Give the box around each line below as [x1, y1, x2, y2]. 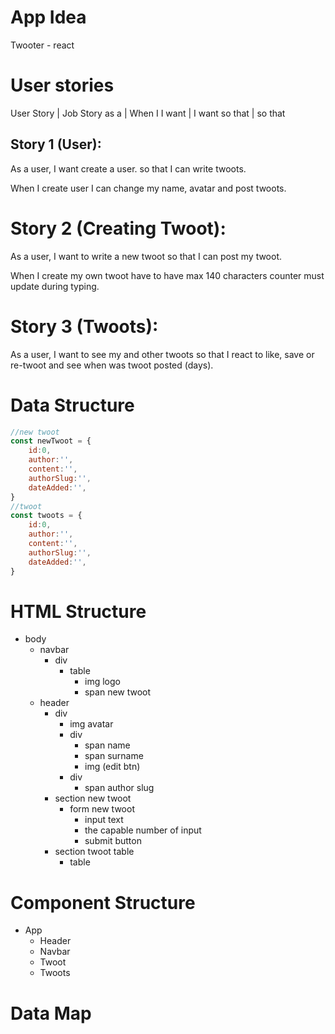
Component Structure [10, 891, 196, 914]
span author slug [84, 782, 155, 794]
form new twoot [69, 803, 135, 815]
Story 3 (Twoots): [10, 315, 159, 338]
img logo [84, 676, 121, 688]
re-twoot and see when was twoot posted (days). [10, 359, 214, 371]
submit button [84, 835, 142, 847]
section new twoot [54, 792, 132, 805]
